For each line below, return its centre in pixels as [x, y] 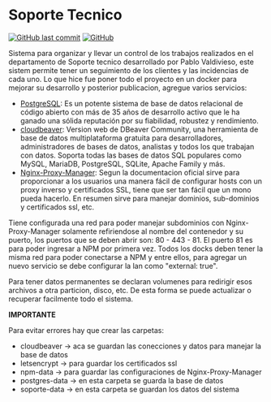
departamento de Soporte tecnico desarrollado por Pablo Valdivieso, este [131, 62]
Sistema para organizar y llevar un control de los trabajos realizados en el [131, 53]
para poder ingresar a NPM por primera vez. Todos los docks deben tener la [136, 249]
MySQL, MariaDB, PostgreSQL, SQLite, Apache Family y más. [123, 163]
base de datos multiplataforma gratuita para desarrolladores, [122, 138]
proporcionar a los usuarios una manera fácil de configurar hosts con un [141, 181]
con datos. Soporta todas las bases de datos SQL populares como [131, 155]
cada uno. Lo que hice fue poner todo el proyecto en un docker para [123, 79]
